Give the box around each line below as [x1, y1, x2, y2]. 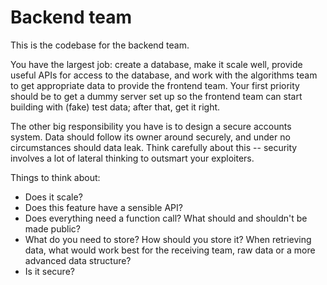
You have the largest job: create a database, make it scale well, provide [10, 58, 303, 70]
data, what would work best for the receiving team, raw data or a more [24, 244, 316, 256]
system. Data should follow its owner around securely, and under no [10, 131, 291, 143]
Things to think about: [10, 171, 101, 183]
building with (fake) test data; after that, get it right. [10, 101, 221, 113]
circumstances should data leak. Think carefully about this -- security [10, 141, 298, 153]
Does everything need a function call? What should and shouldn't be [24, 212, 308, 224]
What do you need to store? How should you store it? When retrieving [24, 233, 312, 245]
